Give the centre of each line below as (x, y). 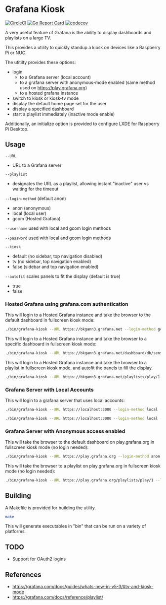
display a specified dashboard (43, 109)
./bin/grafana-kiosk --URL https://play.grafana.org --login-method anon (83, 457)
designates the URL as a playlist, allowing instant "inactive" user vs (81, 183)
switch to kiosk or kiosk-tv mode (45, 98)
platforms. (16, 532)
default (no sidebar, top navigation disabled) (57, 256)
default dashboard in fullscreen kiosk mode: (50, 320)
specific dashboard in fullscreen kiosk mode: (51, 344)
